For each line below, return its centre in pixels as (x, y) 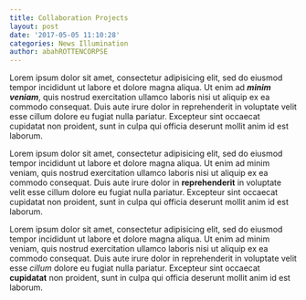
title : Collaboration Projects (69, 18)
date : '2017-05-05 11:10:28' (65, 35)
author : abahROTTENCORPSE (58, 52)
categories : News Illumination (69, 43)
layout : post (34, 26)
